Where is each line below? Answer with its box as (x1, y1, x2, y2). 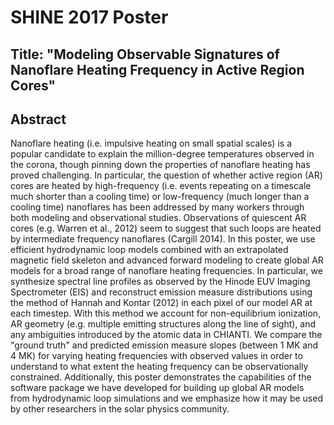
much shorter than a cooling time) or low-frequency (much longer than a (10, 191, 310, 203)
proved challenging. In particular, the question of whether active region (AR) (10, 169, 323, 181)
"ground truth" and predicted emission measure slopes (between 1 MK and (10, 339, 319, 351)
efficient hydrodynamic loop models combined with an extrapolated (10, 244, 289, 256)
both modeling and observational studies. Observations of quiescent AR (10, 212, 307, 224)
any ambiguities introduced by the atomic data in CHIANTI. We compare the (10, 329, 323, 341)
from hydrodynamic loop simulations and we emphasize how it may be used (10, 392, 323, 405)
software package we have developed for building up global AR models (10, 382, 305, 394)
